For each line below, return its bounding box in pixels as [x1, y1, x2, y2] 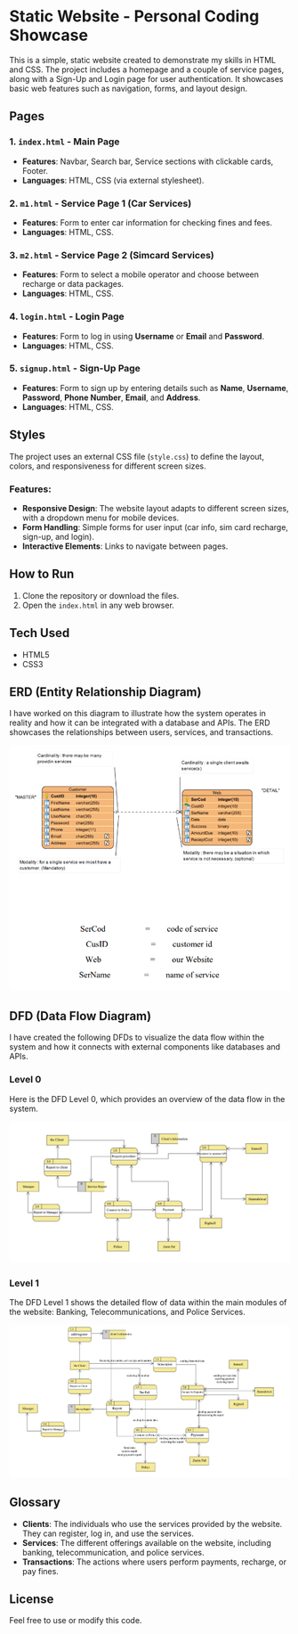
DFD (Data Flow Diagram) [9, 1009, 152, 1024]
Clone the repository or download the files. [21, 590, 180, 600]
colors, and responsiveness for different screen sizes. [9, 461, 206, 471]
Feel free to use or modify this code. [9, 1615, 142, 1626]
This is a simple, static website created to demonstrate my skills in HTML [9, 54, 277, 65]
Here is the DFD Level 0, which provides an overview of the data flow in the [9, 1093, 286, 1104]
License [9, 1591, 54, 1606]
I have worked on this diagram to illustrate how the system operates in [9, 708, 267, 719]
